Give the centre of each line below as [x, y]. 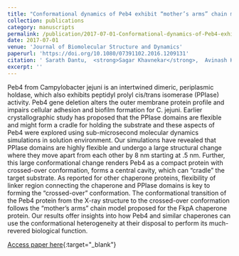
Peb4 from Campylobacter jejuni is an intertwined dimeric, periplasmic [111, 87]
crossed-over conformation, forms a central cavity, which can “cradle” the [116, 170]
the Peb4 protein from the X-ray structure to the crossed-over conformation [118, 201]
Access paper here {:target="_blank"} [62, 244]
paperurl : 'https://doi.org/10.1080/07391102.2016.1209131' [99, 54]
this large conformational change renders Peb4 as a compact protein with [115, 162]
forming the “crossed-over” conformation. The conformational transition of [117, 193]
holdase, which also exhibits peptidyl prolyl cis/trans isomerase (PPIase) [113, 95]
